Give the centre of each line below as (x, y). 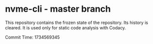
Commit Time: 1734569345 (33, 37)
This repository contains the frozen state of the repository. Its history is (76, 22)
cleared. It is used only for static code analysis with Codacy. (66, 27)
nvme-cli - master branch (58, 9)
